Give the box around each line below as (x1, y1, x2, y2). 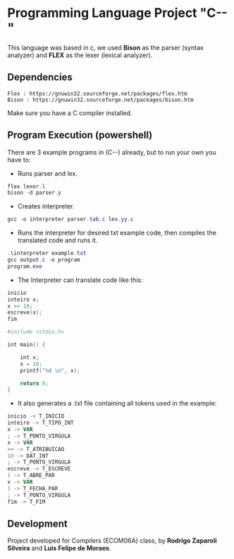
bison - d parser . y (7, 189, 61, 196)
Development (7, 517, 68, 529)
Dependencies (7, 71, 73, 83)
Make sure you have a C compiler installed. (7, 108, 133, 117)
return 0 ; (20, 379, 49, 387)
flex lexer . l (7, 182, 46, 190)
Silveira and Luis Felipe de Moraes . (7, 544, 111, 553)
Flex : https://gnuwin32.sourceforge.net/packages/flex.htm (7, 90, 188, 97)
